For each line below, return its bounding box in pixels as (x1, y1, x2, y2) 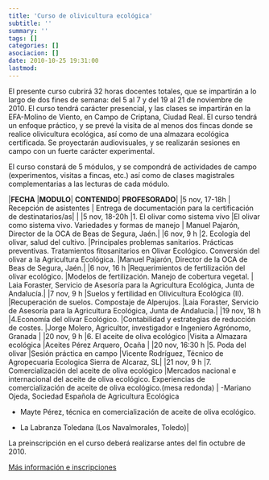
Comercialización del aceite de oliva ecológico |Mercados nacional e (8, 366, 237, 375)
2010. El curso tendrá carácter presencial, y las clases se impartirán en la (8, 103, 251, 113)
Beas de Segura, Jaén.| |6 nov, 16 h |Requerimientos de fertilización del (8, 263, 246, 272)
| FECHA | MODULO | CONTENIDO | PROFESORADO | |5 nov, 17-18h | (8, 194, 231, 204)
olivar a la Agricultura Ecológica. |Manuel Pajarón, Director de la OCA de (8, 254, 248, 264)
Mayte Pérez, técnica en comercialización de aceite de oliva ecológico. (19, 407, 256, 416)
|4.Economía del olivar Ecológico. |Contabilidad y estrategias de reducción (8, 314, 256, 324)
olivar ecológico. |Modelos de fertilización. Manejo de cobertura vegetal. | (8, 271, 254, 281)
